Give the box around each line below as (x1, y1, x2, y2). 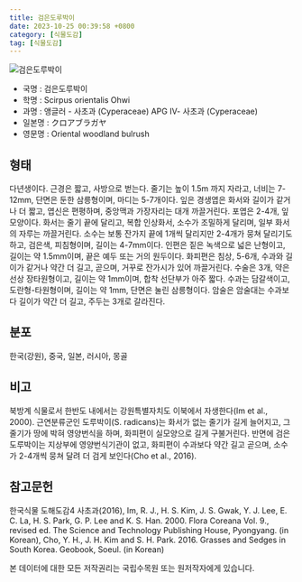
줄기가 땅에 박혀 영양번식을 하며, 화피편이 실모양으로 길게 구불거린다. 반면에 (9, 428, 274, 439)
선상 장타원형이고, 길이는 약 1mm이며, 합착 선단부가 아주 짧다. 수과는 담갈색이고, (9, 273, 290, 284)
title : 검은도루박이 (9, 13, 75, 23)
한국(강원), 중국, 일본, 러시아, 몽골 (9, 350, 128, 361)
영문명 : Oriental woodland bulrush (22, 128, 151, 140)
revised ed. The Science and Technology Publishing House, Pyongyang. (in (9, 524, 289, 535)
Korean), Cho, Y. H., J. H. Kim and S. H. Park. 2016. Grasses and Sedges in (9, 534, 287, 545)
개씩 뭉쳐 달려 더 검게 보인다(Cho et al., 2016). (32, 450, 197, 461)
